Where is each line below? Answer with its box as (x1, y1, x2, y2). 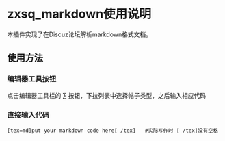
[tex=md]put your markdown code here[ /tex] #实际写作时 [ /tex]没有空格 (7, 127, 219, 134)
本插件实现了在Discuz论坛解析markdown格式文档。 (7, 30, 153, 38)
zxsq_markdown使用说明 (7, 6, 152, 22)
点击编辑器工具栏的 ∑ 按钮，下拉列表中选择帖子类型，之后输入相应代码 (7, 91, 207, 99)
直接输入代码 (7, 110, 50, 120)
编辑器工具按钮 (7, 75, 57, 84)
